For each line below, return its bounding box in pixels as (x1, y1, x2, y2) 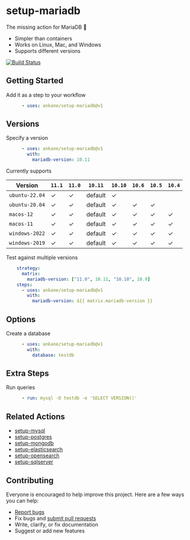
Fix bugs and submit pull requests (14, 515, 96, 522)
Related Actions (6, 411, 65, 421)
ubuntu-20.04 (9, 201, 46, 208)
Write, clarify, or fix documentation (14, 521, 98, 528)
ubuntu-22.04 (9, 192, 46, 199)
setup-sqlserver (14, 458, 54, 465)
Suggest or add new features (14, 527, 85, 534)
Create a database (6, 330, 51, 337)
